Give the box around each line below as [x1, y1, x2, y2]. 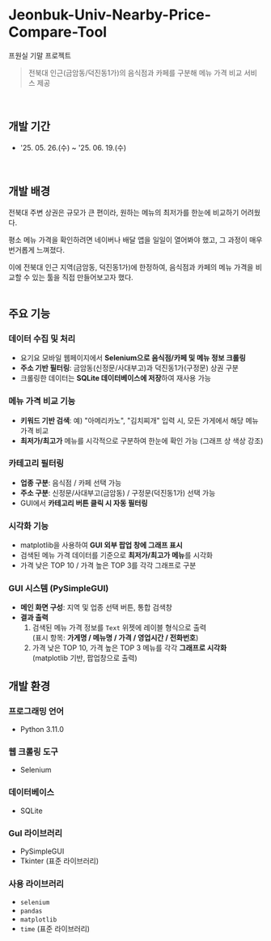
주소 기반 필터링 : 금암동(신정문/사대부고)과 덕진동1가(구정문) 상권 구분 [19, 363, 239, 373]
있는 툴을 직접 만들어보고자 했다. [32, 272, 133, 282]
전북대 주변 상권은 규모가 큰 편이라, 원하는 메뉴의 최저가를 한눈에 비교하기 [8, 207, 239, 217]
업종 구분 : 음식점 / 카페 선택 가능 [19, 478, 122, 488]
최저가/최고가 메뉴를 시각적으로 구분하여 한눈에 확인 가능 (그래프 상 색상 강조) [19, 436, 264, 445]
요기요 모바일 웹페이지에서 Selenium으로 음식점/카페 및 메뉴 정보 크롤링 [19, 353, 247, 363]
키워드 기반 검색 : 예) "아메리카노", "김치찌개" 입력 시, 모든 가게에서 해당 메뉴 [19, 415, 259, 425]
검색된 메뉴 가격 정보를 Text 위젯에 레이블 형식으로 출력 [32, 623, 207, 632]
